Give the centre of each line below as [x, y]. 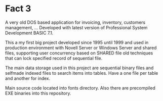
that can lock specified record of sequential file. [54, 58]
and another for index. [28, 78]
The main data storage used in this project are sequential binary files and [80, 68]
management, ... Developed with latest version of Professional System [76, 27]
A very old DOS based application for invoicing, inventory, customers [75, 22]
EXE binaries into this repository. [38, 93]
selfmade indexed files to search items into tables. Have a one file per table [82, 73]
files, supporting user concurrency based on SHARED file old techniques [79, 53]
